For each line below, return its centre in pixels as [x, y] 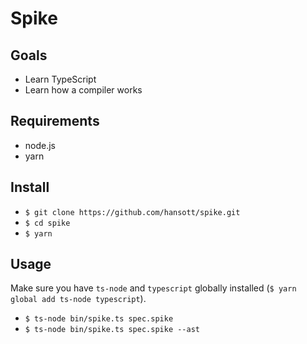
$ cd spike [47, 223]
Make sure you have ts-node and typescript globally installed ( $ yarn [153, 288]
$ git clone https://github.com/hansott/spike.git [132, 212]
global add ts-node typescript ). [78, 299]
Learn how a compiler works [83, 90]
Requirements [55, 121]
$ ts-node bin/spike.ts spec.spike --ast [112, 330]
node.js [40, 145]
